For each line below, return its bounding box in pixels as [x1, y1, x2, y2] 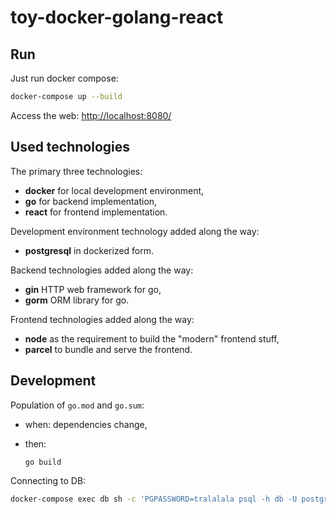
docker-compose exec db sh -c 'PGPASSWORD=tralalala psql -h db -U [10, 494, 298, 505]
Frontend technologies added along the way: [10, 313, 195, 325]
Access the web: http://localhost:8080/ [10, 109, 172, 121]
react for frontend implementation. [24, 206, 168, 218]
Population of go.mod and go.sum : [10, 399, 145, 411]
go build [24, 457, 62, 467]
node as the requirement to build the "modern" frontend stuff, [24, 332, 280, 345]
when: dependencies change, [24, 418, 148, 430]
